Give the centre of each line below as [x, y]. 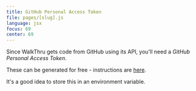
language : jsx [24, 23]
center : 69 [20, 35]
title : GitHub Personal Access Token [54, 12]
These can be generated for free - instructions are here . [76, 70]
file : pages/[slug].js [35, 18]
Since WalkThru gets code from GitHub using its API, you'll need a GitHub [98, 52]
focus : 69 [19, 29]
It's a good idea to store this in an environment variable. [76, 82]
